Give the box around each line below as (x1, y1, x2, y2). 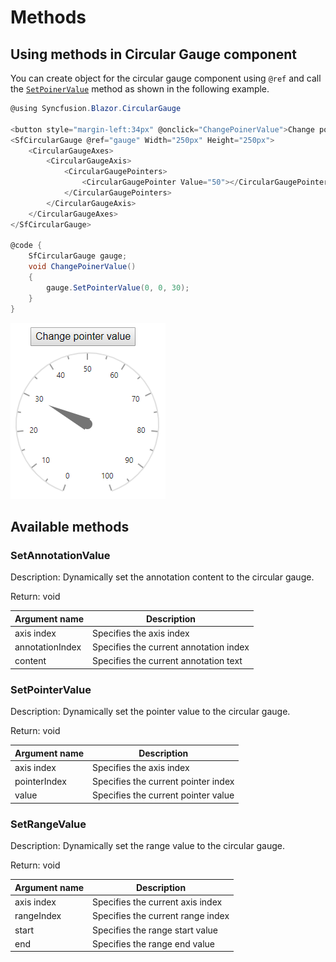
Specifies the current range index (92, 910, 230, 922)
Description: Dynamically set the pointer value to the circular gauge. (10, 706, 291, 718)
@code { (10, 241, 43, 251)
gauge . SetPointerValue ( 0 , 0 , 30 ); (46, 282, 190, 293)
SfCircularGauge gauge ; (28, 251, 128, 261)
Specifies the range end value (92, 937, 216, 950)
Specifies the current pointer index (92, 776, 235, 788)
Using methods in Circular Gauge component (10, 46, 297, 63)
